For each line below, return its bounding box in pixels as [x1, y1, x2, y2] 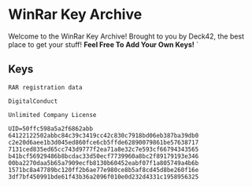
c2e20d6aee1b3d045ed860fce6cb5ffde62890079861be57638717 [8, 138, 199, 146]
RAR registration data [8, 83, 83, 91]
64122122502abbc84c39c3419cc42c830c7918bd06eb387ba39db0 [8, 131, 199, 139]
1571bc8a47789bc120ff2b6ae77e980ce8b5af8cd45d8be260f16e [8, 166, 199, 174]
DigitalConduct [8, 97, 58, 105]
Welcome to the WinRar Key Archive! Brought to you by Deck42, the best [8, 31, 245, 41]
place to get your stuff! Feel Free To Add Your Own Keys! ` [8, 39, 199, 49]
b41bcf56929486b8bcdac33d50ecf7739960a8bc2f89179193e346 [8, 152, 199, 160]
